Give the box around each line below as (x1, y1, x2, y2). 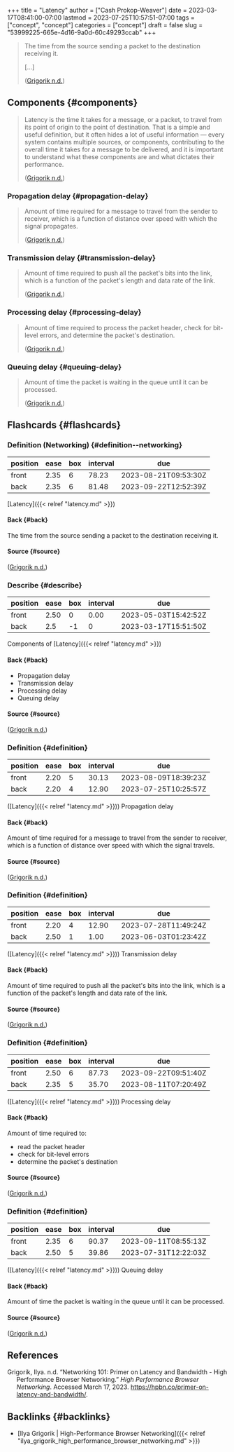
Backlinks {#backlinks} (7, 1411, 110, 1423)
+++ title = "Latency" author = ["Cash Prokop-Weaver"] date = (7, 6, 187, 14)
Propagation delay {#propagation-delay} (7, 191, 149, 201)
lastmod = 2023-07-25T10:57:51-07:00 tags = (62, 13, 195, 22)
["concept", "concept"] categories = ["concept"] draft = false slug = (7, 21, 203, 29)
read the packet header (17, 1142, 85, 1151)
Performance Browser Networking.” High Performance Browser (16, 1376, 199, 1384)
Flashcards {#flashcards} (7, 419, 121, 431)
